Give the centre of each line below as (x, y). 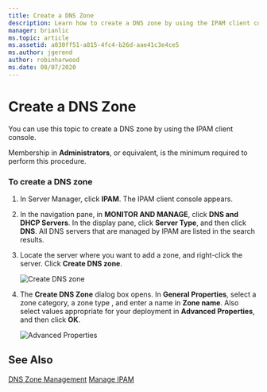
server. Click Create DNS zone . (71, 263)
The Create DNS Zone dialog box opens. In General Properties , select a (138, 294)
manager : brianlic (39, 30)
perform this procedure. (47, 161)
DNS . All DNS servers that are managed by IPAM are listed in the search (137, 231)
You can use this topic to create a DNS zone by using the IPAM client (121, 129)
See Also (31, 360)
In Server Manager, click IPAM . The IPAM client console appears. (126, 199)
